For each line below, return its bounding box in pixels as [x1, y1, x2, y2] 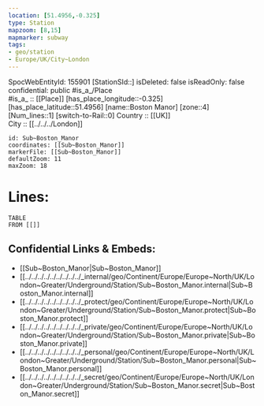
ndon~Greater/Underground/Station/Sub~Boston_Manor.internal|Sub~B [19, 280, 254, 289]
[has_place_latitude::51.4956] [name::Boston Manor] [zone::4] [8, 102, 210, 111]
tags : [8, 41, 26, 49]
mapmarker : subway [8, 33, 69, 42]
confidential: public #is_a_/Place [8, 85, 113, 95]
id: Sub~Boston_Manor [8, 134, 80, 142]
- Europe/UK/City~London [8, 56, 90, 64]
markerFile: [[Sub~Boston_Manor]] [8, 147, 122, 156]
